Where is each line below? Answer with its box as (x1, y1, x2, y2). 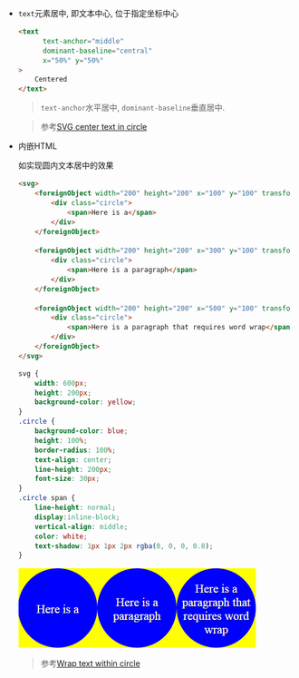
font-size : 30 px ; (34, 475, 101, 484)
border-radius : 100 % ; (34, 446, 116, 455)
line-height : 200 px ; (34, 465, 112, 474)
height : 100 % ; (34, 436, 88, 445)
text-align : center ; (34, 455, 112, 465)
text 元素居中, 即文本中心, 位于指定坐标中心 (17, 8, 179, 18)
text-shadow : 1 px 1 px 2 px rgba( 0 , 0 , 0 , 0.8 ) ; (34, 541, 214, 551)
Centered (34, 75, 68, 84)
